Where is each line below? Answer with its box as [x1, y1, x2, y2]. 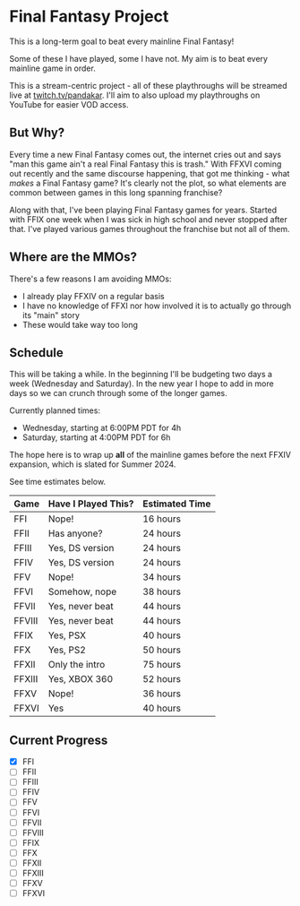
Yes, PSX [47, 629, 87, 642]
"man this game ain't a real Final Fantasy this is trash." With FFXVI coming [9, 159, 282, 169]
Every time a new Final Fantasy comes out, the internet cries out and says [9, 149, 282, 160]
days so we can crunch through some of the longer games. [9, 388, 227, 399]
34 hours [142, 571, 182, 583]
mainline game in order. [9, 63, 96, 73]
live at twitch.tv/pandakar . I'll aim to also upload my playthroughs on [9, 90, 261, 100]
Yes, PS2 [47, 643, 87, 656]
